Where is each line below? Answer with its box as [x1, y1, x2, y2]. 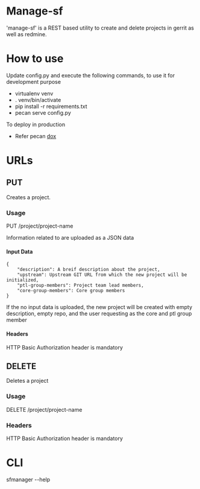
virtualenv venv [14, 89, 54, 97]
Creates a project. [6, 193, 51, 200]
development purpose [6, 78, 61, 85]
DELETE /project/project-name [6, 406, 83, 413]
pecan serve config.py [14, 109, 71, 116]
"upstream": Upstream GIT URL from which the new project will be [17, 272, 187, 278]
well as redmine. [6, 30, 47, 37]
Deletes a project [6, 377, 49, 385]
